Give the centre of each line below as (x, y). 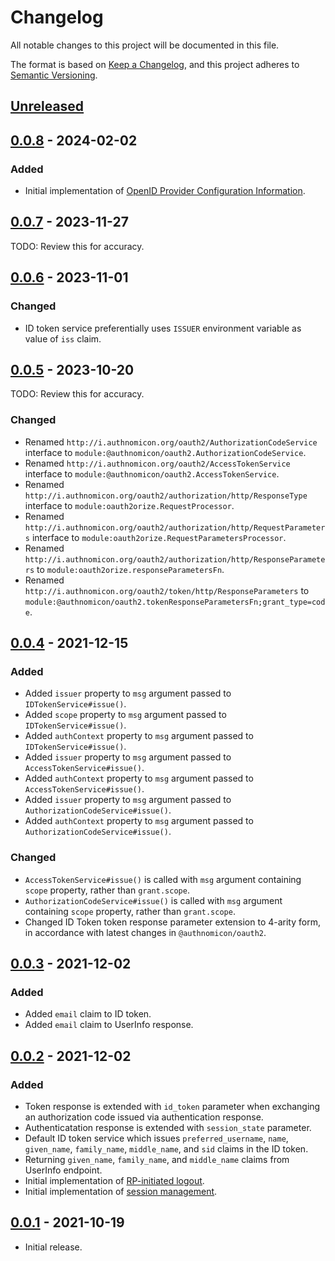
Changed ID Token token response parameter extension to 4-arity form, (172, 922)
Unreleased (47, 106)
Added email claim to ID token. (88, 1014)
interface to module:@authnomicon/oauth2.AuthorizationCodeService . (165, 452)
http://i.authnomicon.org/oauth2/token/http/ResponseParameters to (167, 590)
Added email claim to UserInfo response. (109, 1025)
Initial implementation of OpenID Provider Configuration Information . (165, 191)
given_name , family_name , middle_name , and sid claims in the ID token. (166, 1148)
